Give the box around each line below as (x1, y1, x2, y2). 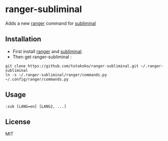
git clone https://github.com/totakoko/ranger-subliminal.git (5, 63, 139, 69)
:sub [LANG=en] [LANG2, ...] (5, 104, 67, 109)
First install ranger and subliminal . (12, 48, 83, 54)
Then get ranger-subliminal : (12, 54, 72, 60)
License (5, 117, 31, 126)
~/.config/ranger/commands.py (5, 77, 69, 82)
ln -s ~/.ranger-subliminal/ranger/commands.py (5, 72, 107, 77)
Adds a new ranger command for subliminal (5, 20, 96, 26)
